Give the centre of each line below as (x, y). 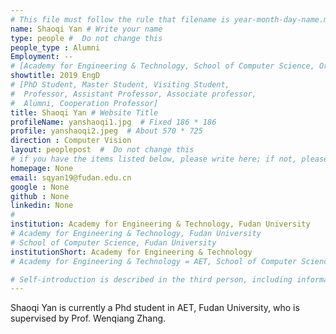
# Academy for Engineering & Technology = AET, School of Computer (154, 261)
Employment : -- (42, 57)
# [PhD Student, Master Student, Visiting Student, (120, 85)
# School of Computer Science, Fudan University (113, 242)
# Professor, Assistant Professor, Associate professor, (133, 94)
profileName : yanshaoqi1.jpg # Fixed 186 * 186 (113, 122)
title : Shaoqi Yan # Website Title (84, 112)
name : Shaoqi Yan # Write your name (86, 29)
